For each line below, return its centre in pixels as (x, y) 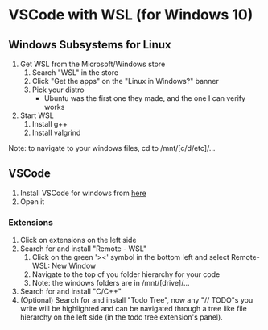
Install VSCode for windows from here (83, 193)
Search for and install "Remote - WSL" (83, 249)
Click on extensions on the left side (78, 240)
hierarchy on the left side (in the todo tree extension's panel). (121, 317)
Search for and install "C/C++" (71, 291)
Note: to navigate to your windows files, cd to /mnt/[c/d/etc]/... (112, 148)
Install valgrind (56, 132)
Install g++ (50, 124)
